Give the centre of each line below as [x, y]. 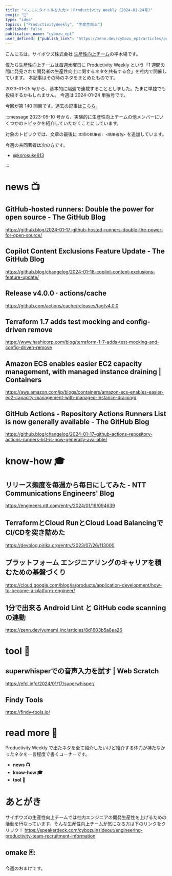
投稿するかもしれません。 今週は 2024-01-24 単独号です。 [67, 95]
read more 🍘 [31, 733]
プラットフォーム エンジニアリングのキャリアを [80, 563]
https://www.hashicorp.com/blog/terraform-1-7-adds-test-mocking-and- [82, 342]
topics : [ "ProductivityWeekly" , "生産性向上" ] [54, 24]
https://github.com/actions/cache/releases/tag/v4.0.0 [62, 305]
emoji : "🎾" [17, 15]
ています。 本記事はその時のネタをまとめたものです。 [62, 77]
